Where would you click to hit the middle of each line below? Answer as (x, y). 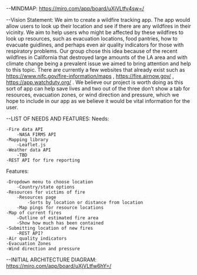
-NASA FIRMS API (37, 135)
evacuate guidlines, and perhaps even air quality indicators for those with (95, 45)
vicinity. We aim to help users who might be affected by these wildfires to (95, 32)
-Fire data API (25, 129)
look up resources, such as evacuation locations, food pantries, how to (92, 38)
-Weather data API (29, 150)
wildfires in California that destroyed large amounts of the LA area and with (97, 57)
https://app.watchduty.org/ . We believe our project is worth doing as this (95, 82)
